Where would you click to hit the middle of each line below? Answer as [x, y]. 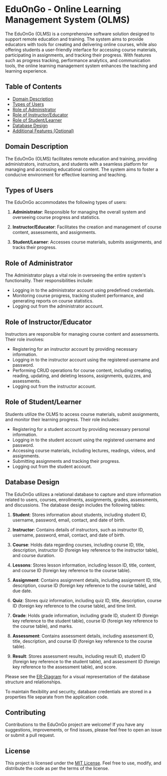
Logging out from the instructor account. [54, 386]
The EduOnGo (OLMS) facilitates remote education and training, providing [81, 158]
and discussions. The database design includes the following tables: [75, 505]
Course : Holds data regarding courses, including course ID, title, [79, 545]
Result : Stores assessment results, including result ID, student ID [79, 656]
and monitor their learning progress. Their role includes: [63, 419]
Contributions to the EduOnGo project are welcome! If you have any [75, 724]
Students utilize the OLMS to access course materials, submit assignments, [83, 414]
